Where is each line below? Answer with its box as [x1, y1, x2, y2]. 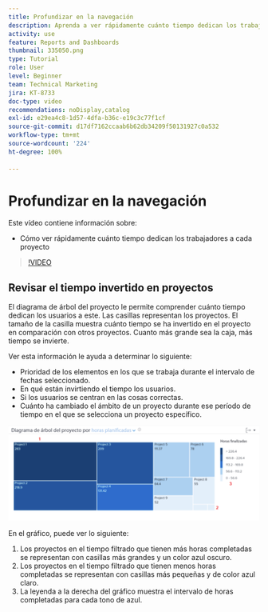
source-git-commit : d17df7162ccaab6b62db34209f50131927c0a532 [8, 122, 219, 131]
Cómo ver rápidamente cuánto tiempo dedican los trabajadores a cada [19, 234, 253, 243]
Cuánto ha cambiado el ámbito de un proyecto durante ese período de [19, 401, 251, 411]
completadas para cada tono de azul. [19, 594, 143, 604]
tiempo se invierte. [8, 336, 69, 346]
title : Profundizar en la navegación [8, 13, 134, 21]
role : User [8, 64, 45, 72]
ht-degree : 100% [8, 148, 62, 156]
